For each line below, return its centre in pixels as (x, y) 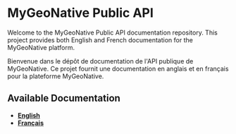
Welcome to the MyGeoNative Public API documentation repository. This (113, 32)
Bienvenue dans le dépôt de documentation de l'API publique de (100, 61)
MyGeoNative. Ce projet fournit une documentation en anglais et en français (118, 68)
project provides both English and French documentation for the (100, 39)
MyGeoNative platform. (41, 47)
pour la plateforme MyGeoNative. (56, 76)
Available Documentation (64, 98)
